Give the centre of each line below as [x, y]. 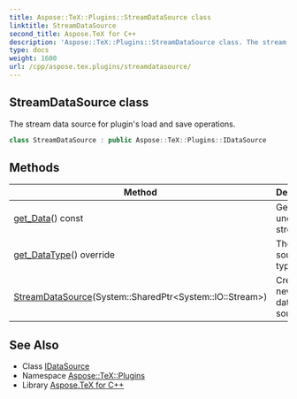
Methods [34, 168]
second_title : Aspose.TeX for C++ [73, 34]
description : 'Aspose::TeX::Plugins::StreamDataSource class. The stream [148, 42]
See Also [34, 345]
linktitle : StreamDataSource [63, 26]
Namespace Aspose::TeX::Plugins [84, 376]
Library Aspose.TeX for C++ [73, 385]
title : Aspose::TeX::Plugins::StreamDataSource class [110, 17]
